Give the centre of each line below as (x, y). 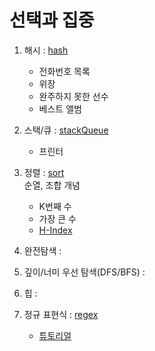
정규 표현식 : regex (61, 314)
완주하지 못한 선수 (73, 96)
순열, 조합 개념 (52, 185)
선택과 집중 (52, 20)
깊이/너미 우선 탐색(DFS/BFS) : (84, 272)
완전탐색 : (42, 250)
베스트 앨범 (60, 108)
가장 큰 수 (57, 218)
